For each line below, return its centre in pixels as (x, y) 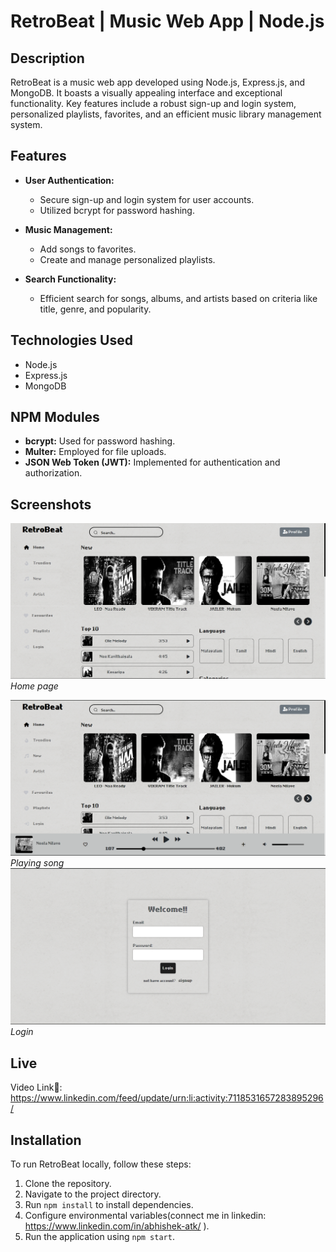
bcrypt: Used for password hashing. (100, 441)
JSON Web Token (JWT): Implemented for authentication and (152, 462)
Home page (34, 686)
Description (47, 58)
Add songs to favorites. (88, 249)
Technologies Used (71, 340)
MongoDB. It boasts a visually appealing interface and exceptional (146, 93)
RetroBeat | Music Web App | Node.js (167, 21)
